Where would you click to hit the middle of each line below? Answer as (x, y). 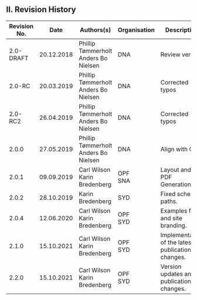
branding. (174, 225)
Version (171, 267)
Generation (176, 184)
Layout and (176, 170)
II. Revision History (41, 10)
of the (169, 242)
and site (171, 218)
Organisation (136, 30)
